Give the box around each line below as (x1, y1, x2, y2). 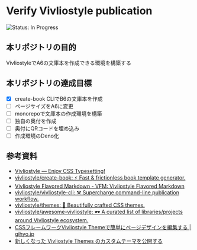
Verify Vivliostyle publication (6, 4, 153, 18)
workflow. (14, 195, 39, 202)
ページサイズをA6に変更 (14, 102, 74, 110)
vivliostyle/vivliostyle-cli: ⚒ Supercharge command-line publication (14, 188, 179, 196)
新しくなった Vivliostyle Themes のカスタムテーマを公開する (14, 237, 163, 244)
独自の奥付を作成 (14, 117, 57, 124)
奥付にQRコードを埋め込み (14, 124, 80, 132)
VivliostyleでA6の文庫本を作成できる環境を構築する (6, 59, 131, 66)
